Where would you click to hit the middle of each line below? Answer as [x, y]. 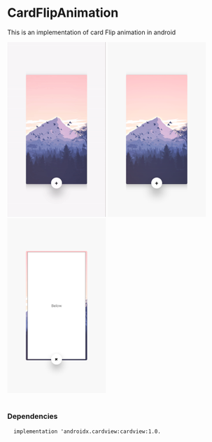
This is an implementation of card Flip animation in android [92, 32]
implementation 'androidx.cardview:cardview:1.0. [87, 432]
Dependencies [33, 416]
